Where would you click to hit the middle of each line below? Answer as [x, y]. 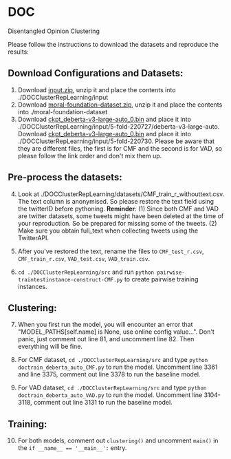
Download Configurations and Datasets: [96, 73]
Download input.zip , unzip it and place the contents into [97, 89]
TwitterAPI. [33, 237]
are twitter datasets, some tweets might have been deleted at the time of [121, 216]
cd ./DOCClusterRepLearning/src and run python [86, 272]
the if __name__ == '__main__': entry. [72, 448]
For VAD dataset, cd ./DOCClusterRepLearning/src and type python [112, 388]
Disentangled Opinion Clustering [54, 31]
